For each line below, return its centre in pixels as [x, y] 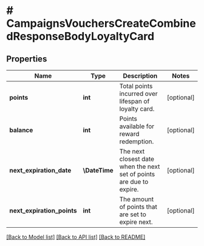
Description [140, 76]
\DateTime [98, 170]
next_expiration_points [43, 210]
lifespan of [134, 101]
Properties [27, 59]
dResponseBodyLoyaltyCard [80, 36]
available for [137, 126]
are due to [134, 182]
